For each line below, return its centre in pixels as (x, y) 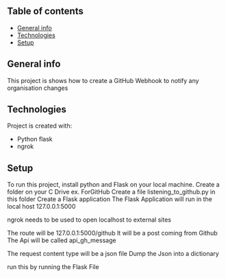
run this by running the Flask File (53, 267)
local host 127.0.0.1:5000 (41, 207)
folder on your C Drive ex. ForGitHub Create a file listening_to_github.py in (111, 192)
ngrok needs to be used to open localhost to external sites (89, 220)
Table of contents (45, 11)
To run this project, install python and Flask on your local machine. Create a (114, 185)
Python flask (35, 139)
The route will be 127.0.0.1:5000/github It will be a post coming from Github (112, 233)
